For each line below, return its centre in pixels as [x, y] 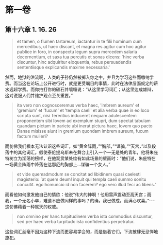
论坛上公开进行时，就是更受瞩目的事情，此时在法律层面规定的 [92, 83]
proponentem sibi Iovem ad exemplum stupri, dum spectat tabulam [84, 121]
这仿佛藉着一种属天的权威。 [33, 207]
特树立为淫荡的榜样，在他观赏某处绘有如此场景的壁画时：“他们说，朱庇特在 [81, 158]
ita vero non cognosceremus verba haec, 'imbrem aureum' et [78, 105]
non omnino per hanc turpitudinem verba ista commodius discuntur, [85, 216]
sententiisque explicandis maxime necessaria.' [63, 67]
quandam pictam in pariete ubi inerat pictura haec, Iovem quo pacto [85, 126]
